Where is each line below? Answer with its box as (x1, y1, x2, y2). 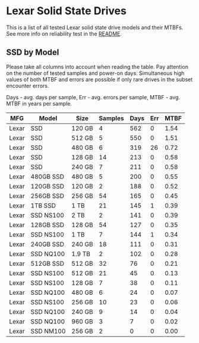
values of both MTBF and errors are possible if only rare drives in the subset (6, 75, 193, 83)
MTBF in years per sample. (6, 100, 72, 107)
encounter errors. (6, 82, 49, 89)
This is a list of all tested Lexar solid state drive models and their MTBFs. (6, 24, 184, 31)
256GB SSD (30, 191, 64, 200)
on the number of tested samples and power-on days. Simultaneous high (6, 70, 185, 77)
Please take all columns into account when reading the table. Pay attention (6, 63, 189, 70)
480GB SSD (30, 172, 64, 181)
